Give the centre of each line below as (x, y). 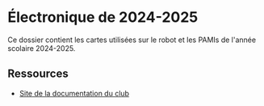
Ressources (38, 74)
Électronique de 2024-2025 (103, 17)
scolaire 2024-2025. (42, 48)
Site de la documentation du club (74, 93)
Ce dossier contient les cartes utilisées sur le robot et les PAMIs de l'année (132, 40)
